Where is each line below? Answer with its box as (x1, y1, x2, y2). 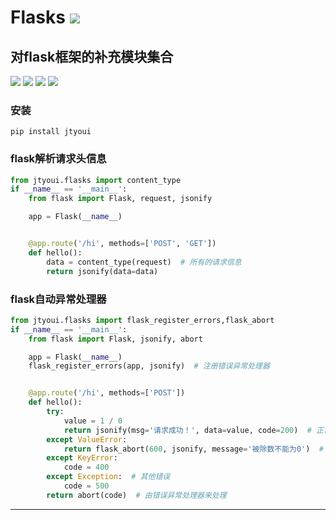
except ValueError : (46, 434, 128, 445)
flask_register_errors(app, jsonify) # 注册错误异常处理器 (28, 361, 270, 371)
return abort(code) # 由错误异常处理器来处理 (46, 490, 227, 500)
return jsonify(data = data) (46, 266, 159, 276)
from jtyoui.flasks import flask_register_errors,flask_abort (10, 315, 275, 325)
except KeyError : (46, 453, 118, 463)
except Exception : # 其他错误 (46, 472, 171, 482)
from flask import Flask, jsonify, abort (28, 334, 203, 344)
